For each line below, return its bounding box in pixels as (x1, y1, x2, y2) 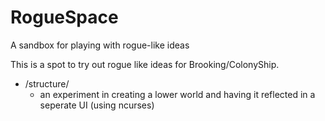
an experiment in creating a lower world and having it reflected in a (39, 88, 316, 100)
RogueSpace (10, 6, 119, 29)
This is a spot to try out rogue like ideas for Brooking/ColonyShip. (10, 58, 280, 70)
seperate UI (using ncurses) (39, 99, 155, 111)
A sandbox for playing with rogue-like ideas (10, 39, 190, 51)
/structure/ (24, 77, 70, 90)
